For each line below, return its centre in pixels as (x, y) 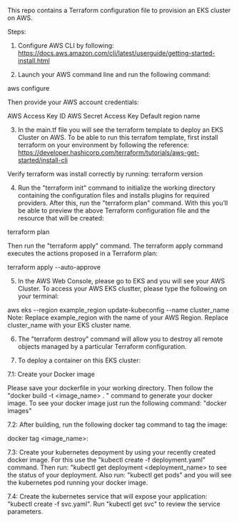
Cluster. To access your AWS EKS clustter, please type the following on (122, 289)
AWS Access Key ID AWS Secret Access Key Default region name (104, 116)
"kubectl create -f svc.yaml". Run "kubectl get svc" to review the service (114, 504)
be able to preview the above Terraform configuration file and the (114, 210)
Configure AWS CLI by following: (66, 45)
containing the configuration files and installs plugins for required (113, 195)
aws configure (29, 88)
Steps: (17, 32)
